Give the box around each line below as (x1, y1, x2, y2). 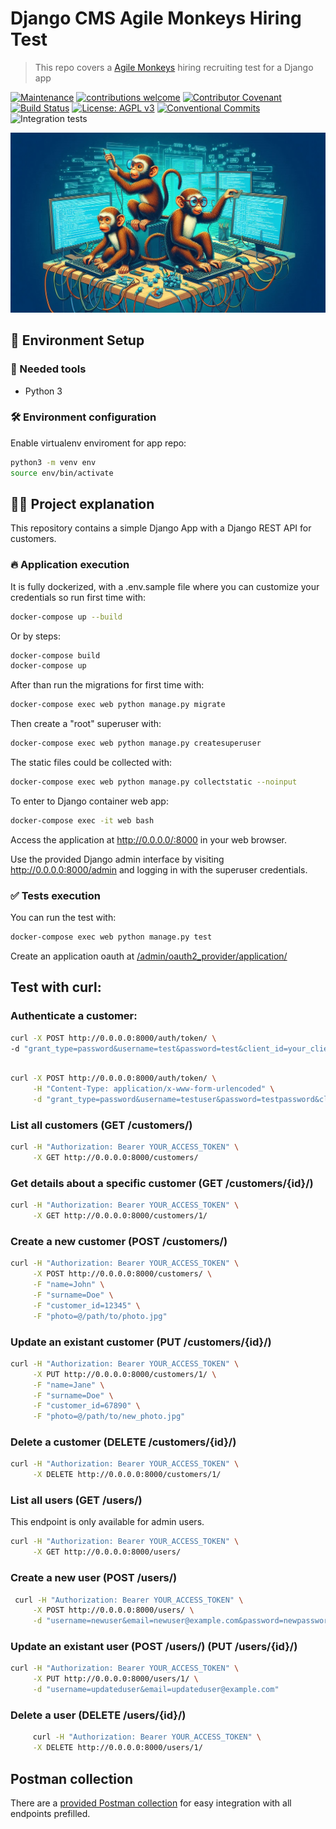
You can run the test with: (10, 912, 117, 924)
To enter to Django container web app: (10, 795, 169, 807)
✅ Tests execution (10, 888, 101, 902)
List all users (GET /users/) (10, 1493, 143, 1507)
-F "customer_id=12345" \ (32, 1300, 141, 1311)
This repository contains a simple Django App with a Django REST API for (10, 522, 312, 534)
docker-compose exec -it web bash (10, 815, 155, 826)
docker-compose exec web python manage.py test (10, 932, 213, 942)
